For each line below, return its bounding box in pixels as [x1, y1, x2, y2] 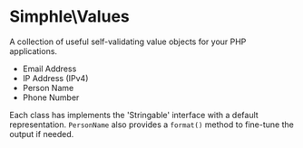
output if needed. [9, 128, 74, 139]
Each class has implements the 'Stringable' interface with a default [9, 109, 259, 120]
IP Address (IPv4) [22, 72, 89, 83]
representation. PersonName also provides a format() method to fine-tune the [9, 119, 295, 130]
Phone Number [22, 92, 80, 103]
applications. [9, 45, 57, 56]
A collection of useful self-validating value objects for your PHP [9, 36, 247, 47]
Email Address [22, 63, 77, 74]
